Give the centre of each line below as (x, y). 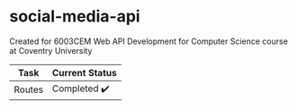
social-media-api (75, 17)
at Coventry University (51, 50)
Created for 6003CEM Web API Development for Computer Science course (148, 41)
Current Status (84, 72)
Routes (28, 89)
